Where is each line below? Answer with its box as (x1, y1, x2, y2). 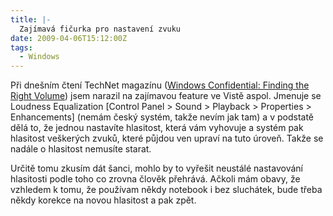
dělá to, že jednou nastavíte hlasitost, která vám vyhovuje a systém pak (10, 122, 304, 134)
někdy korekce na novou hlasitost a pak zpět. (10, 194, 197, 206)
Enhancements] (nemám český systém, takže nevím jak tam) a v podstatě (10, 111, 315, 123)
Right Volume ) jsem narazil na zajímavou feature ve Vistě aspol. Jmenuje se (10, 90, 322, 102)
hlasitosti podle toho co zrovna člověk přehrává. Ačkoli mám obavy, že (10, 173, 301, 185)
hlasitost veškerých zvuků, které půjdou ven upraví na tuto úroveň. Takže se (10, 132, 324, 145)
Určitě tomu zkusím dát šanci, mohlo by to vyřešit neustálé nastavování (10, 162, 303, 175)
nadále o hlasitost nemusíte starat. (10, 143, 152, 155)
